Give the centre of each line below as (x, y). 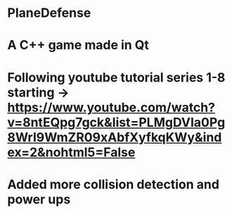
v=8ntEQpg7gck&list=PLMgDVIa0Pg (116, 122)
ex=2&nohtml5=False (71, 152)
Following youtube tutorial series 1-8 (116, 77)
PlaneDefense (49, 13)
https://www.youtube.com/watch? (111, 107)
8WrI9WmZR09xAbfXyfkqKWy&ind (115, 137)
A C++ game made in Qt (78, 45)
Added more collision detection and (114, 184)
